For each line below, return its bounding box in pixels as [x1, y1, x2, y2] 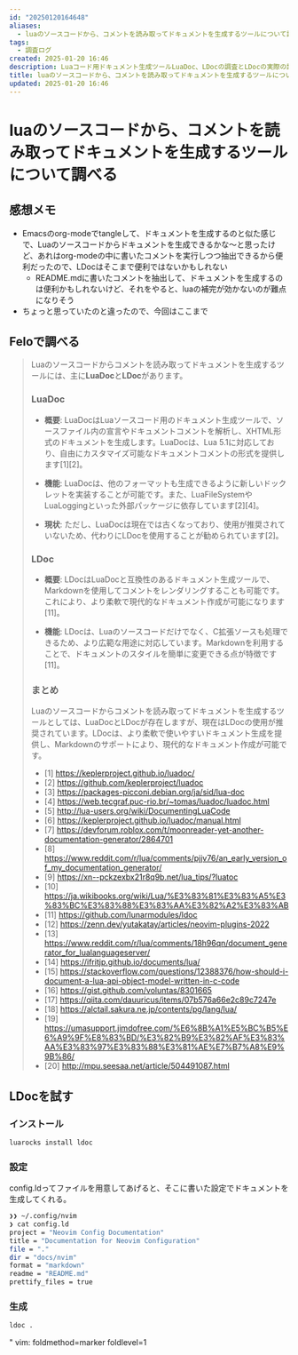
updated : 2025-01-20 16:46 [9, 79, 109, 88]
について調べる [9, 164, 118, 185]
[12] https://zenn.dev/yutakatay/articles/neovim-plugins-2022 [43, 919, 271, 929]
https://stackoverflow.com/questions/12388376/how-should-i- [59, 966, 289, 977]
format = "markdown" [9, 1261, 86, 1271]
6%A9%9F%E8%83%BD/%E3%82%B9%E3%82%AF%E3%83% [43, 1032, 286, 1043]
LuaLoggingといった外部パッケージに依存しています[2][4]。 [43, 499, 264, 511]
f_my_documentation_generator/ [43, 863, 162, 873]
